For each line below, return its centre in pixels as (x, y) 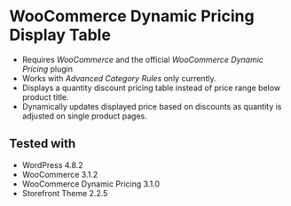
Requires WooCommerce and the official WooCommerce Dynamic (143, 59)
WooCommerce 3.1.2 (60, 174)
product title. (45, 97)
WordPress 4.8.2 (52, 164)
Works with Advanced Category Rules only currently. (119, 78)
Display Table (60, 35)
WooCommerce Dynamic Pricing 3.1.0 (91, 184)
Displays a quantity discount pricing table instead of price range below (151, 88)
